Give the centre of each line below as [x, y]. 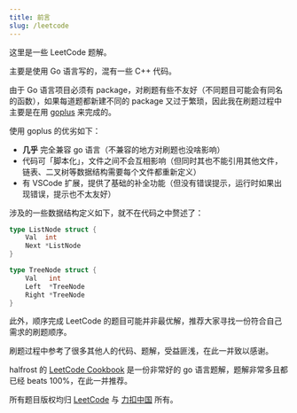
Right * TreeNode [55, 295]
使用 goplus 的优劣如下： [55, 130]
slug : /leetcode [39, 26]
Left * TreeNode [55, 286]
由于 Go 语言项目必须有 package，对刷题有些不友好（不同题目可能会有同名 [146, 90]
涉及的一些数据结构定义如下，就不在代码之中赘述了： [106, 213]
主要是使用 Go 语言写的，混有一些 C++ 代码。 [93, 71]
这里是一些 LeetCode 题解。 [61, 52]
